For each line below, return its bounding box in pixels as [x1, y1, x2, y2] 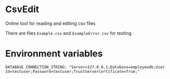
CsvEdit [5, 4, 39, 15]
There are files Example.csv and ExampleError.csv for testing [5, 30, 132, 36]
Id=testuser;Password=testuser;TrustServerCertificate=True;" [5, 69, 140, 74]
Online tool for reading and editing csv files [5, 20, 96, 26]
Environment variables [5, 48, 103, 59]
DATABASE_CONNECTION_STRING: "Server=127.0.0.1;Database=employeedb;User [5, 64, 165, 69]
